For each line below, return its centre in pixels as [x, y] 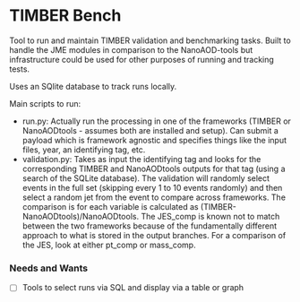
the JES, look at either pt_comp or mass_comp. [109, 245]
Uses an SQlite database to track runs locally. [93, 86]
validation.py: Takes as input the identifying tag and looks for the [141, 159]
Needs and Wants [48, 268]
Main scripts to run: [45, 103]
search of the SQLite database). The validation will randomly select [146, 178]
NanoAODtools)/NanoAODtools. [81, 216]
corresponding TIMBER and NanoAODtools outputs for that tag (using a [154, 168]
